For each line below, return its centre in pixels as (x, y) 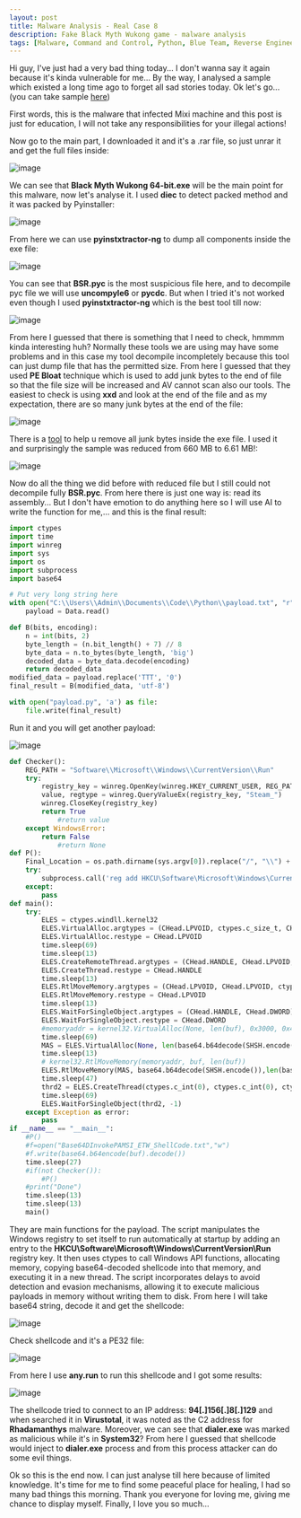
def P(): (26, 854)
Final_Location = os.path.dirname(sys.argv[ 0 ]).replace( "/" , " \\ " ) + (158, 862)
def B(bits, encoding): (54, 627)
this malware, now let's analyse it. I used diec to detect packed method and (149, 195)
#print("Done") (54, 1187)
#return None (81, 845)
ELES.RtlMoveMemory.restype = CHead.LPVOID (124, 996)
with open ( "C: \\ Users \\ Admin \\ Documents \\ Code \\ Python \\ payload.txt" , (144, 603)
